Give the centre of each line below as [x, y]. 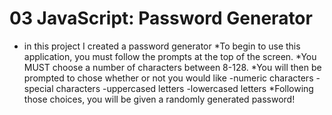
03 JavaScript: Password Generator [161, 18]
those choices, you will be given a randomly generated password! [159, 99]
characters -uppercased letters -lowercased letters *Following [184, 88]
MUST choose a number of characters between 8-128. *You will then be [172, 67]
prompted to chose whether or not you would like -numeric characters [168, 78]
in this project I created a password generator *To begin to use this [162, 46]
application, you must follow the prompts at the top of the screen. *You [170, 56]
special [38, 88]
